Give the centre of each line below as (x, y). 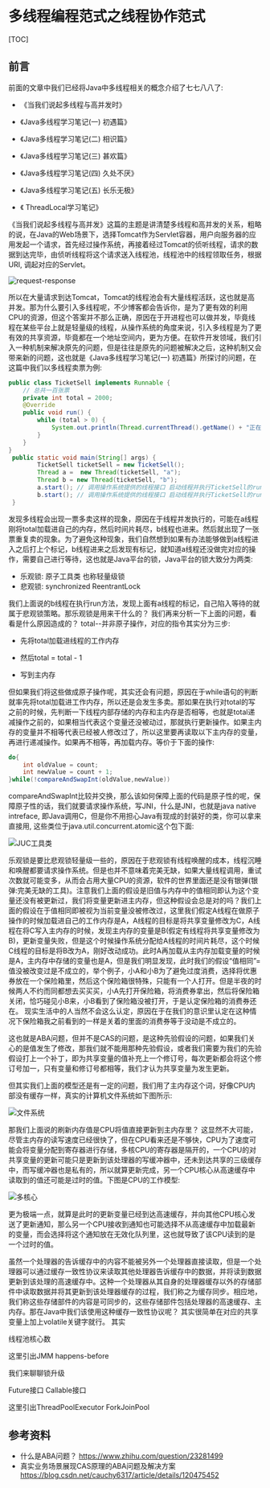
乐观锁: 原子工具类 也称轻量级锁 (72, 576)
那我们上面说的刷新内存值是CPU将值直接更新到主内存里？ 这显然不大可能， (133, 1130)
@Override (39, 405)
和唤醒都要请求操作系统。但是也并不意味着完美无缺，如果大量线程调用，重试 (135, 870)
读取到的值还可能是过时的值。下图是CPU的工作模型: (94, 1180)
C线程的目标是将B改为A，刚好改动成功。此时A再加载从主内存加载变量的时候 (134, 951)
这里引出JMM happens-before (59, 1356)
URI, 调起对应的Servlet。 (49, 264)
